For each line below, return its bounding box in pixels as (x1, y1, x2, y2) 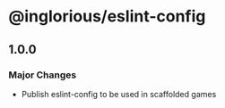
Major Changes (8, 69, 77, 81)
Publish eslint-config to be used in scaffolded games (21, 88, 217, 99)
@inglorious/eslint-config (8, 6, 206, 27)
